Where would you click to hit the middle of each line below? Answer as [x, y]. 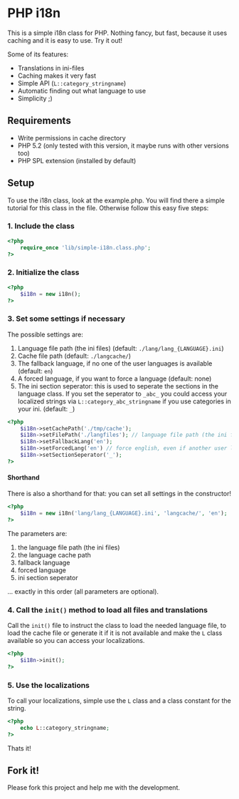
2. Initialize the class [43, 272]
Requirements [39, 121]
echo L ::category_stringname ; [65, 728]
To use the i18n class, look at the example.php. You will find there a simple [116, 200]
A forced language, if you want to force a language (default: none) [115, 378]
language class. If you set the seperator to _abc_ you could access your [122, 393]
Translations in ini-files [51, 68]
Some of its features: [38, 54]
